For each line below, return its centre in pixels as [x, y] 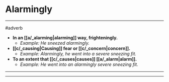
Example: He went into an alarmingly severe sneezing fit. [79, 64]
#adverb [14, 28]
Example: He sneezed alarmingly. [55, 43]
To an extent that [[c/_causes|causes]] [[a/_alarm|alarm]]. [75, 59]
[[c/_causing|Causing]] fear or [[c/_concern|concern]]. [71, 48]
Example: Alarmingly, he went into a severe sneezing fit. [78, 53]
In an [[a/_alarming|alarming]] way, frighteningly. [65, 37]
